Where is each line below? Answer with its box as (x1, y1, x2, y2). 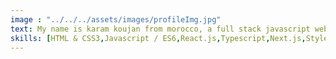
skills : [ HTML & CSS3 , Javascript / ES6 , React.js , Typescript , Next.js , (10, 33, 307, 43)
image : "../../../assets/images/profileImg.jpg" (10, 14, 222, 25)
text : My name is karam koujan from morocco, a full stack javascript (10, 24, 311, 34)
